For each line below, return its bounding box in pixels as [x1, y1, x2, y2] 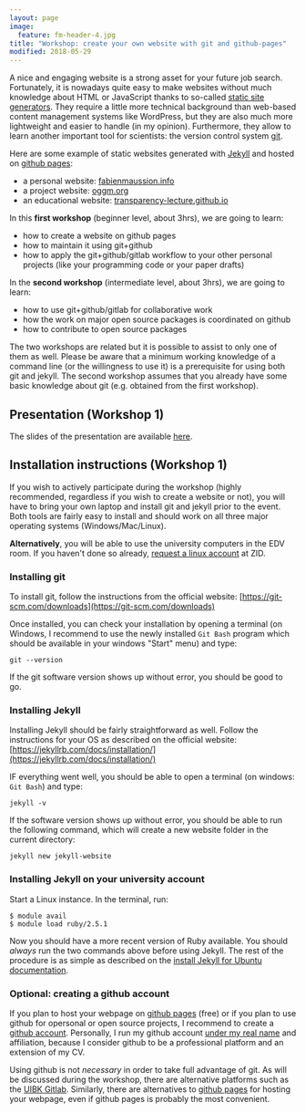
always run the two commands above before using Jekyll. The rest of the [9, 945, 284, 956]
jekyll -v [9, 799, 47, 808]
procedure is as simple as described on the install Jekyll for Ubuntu [9, 954, 262, 965]
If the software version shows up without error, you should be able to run [9, 815, 283, 826]
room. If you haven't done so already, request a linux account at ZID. [9, 547, 266, 558]
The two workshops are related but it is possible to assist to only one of [9, 341, 278, 352]
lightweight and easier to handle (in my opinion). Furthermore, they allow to [9, 120, 291, 132]
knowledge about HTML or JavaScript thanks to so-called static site [9, 92, 265, 103]
